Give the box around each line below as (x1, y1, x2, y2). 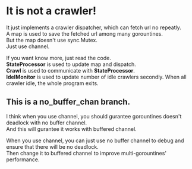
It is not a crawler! (6, 4, 97, 18)
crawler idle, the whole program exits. (6, 79, 99, 87)
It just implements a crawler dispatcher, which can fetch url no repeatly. (6, 24, 181, 31)
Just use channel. (6, 43, 50, 50)
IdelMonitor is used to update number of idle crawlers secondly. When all (6, 73, 187, 80)
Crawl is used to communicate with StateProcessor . (6, 67, 135, 74)
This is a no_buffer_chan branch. (6, 97, 131, 107)
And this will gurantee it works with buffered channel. (6, 125, 137, 132)
